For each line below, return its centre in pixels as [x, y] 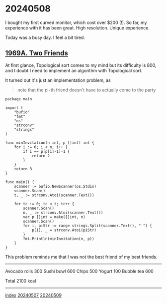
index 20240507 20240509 [34, 295]
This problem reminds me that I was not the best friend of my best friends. [81, 257]
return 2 [41, 156]
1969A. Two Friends [37, 53]
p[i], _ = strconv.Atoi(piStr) [64, 230]
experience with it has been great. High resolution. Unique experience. [78, 27]
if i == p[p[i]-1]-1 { [46, 151]
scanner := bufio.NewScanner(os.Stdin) [55, 186]
